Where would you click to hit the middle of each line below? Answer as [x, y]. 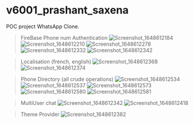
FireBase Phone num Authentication [64, 37]
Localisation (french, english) [56, 61]
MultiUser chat [39, 102]
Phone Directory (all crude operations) [67, 79]
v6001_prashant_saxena [67, 10]
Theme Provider [40, 114]
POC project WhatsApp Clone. [43, 26]
